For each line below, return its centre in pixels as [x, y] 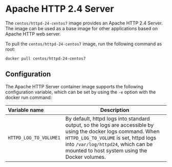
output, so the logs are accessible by [110, 125]
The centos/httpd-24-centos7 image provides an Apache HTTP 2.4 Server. [84, 23]
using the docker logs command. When [112, 131]
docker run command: [29, 97]
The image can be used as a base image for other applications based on [82, 28]
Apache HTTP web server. [33, 34]
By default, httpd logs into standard [107, 118]
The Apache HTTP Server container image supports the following [74, 86]
